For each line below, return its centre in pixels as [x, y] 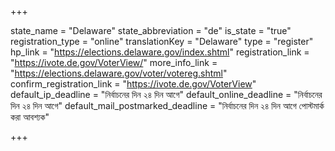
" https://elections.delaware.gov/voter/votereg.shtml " [119, 73]
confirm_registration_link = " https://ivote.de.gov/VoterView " [133, 84]
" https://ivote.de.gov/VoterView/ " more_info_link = [114, 62]
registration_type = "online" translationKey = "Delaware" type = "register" [162, 41]
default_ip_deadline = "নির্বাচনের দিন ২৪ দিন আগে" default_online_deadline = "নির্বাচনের [166, 94]
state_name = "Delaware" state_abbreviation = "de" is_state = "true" [151, 30]
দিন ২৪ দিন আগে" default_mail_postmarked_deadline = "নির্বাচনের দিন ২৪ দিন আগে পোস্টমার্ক [167, 105]
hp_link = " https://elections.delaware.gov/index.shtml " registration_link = [160, 52]
